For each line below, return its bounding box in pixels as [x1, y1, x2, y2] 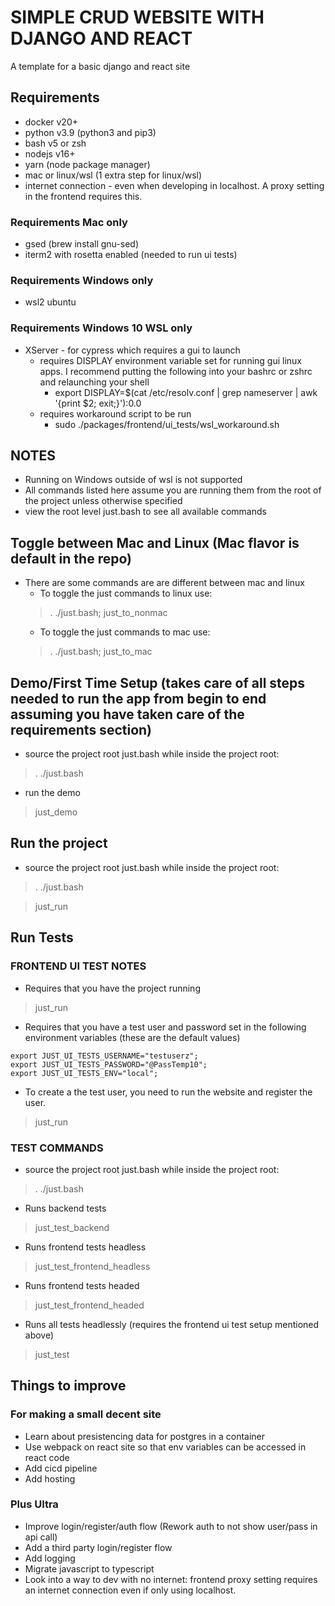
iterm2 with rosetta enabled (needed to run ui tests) [24, 249, 238, 261]
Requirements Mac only [10, 215, 128, 229]
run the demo [24, 787, 81, 799]
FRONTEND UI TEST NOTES [10, 959, 147, 973]
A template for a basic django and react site [10, 60, 191, 72]
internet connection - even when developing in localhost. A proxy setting [24, 179, 325, 191]
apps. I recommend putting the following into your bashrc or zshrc [39, 365, 313, 377]
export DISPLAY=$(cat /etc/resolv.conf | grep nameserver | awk [54, 386, 318, 398]
